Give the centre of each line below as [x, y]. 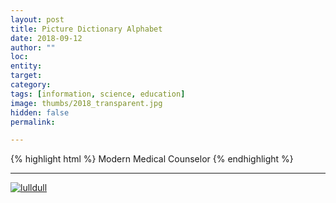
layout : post [37, 19]
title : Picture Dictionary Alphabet [86, 29]
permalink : [33, 122]
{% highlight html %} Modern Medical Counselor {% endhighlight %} [152, 159]
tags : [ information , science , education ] [98, 94]
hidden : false [40, 112]
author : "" [33, 47]
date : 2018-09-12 [46, 38]
